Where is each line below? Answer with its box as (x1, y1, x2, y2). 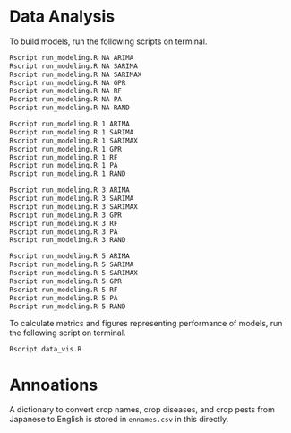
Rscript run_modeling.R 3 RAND (9, 236, 126, 245)
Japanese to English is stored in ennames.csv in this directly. (9, 414, 229, 425)
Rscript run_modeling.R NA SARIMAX (9, 70, 142, 79)
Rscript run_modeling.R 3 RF (9, 219, 118, 228)
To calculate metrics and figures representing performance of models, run (9, 318, 283, 329)
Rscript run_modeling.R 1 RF (9, 152, 118, 162)
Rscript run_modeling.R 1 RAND (9, 169, 126, 178)
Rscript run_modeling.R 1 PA (9, 161, 118, 170)
